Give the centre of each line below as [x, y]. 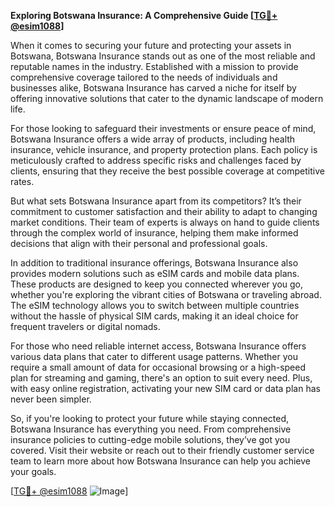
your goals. [33, 471]
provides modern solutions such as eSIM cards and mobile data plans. [155, 273]
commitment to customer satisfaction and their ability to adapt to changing [164, 211]
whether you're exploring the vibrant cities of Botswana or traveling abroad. [166, 294]
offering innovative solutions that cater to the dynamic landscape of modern [167, 98]
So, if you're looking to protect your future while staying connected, [150, 418]
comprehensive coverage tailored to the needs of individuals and [144, 77]
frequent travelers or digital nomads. [85, 326]
